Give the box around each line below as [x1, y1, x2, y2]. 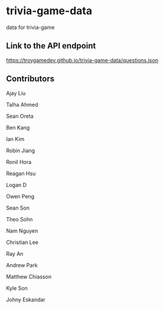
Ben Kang [6, 124, 30, 131]
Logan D [6, 181, 27, 188]
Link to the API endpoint [6, 41, 96, 51]
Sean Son [6, 204, 29, 211]
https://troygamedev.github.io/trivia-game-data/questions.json [6, 56, 159, 63]
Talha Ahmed [6, 101, 38, 108]
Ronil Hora [6, 158, 32, 165]
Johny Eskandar [6, 296, 45, 303]
